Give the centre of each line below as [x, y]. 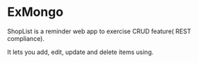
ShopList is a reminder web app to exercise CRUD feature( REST [99, 31]
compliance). [26, 38]
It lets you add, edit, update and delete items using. [81, 52]
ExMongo [35, 12]
